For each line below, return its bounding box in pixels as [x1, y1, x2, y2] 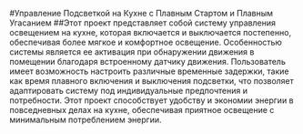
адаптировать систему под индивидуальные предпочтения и [9, 86, 248, 96]
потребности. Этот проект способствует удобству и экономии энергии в [9, 95, 294, 106]
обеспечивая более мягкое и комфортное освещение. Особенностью [9, 36, 282, 47]
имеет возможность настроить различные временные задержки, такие [9, 66, 289, 77]
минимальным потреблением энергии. [9, 114, 162, 125]
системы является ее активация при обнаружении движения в [9, 46, 255, 57]
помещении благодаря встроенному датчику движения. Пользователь [9, 57, 287, 67]
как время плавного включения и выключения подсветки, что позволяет [9, 76, 294, 86]
